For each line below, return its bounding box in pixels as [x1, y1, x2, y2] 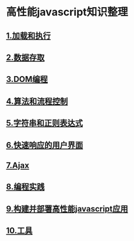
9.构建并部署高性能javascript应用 [6, 204, 128, 214]
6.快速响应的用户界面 [6, 140, 83, 150]
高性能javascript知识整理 [6, 5, 128, 19]
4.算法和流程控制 [6, 96, 68, 106]
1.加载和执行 [6, 31, 51, 41]
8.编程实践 [6, 182, 45, 192]
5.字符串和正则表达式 [6, 118, 83, 128]
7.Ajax [6, 160, 29, 170]
